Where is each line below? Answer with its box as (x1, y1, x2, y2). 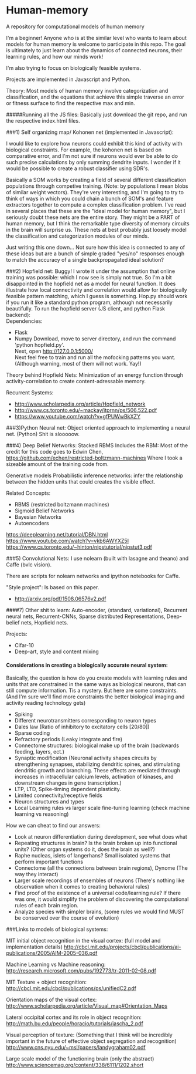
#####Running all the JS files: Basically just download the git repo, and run (6, 111, 188, 118)
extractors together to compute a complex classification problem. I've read (6, 201, 186, 208)
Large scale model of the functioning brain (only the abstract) (6, 1055, 154, 1062)
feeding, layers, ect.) (14, 748, 64, 755)
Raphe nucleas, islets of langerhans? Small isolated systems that (14, 852, 171, 859)
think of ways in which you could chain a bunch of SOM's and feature (6, 195, 174, 202)
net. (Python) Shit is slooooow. (6, 430, 80, 437)
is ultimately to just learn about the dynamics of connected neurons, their (6, 46, 183, 53)
